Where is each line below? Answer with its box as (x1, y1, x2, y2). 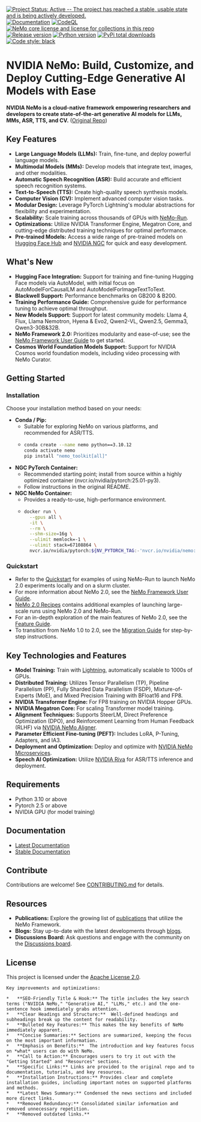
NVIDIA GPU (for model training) (14, 808, 95, 815)
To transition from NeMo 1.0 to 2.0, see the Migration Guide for (14, 626, 170, 634)
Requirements (6, 780, 60, 790)
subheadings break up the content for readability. (6, 1017, 138, 1023)
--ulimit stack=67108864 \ (29, 542, 97, 548)
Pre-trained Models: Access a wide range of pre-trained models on (14, 233, 183, 240)
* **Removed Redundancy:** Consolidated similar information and (6, 1101, 179, 1107)
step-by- (170, 626, 193, 634)
